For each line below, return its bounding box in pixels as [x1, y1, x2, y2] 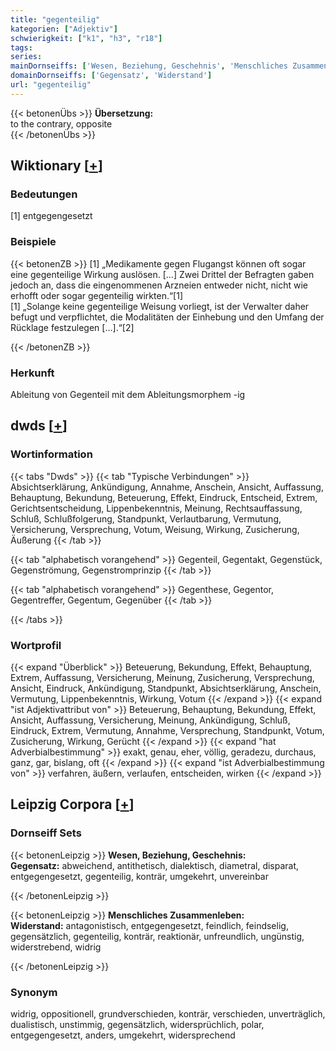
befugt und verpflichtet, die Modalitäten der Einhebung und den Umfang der [10, 311, 325, 323]
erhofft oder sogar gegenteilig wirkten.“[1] [10, 289, 184, 301]
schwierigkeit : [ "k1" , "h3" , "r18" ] [10, 33, 163, 43]
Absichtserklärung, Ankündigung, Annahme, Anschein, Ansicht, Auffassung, [10, 481, 324, 493]
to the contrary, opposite [10, 117, 113, 130]
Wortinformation [10, 447, 93, 461]
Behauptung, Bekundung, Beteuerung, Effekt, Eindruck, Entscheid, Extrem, [10, 491, 318, 503]
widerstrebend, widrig [10, 941, 102, 953]
